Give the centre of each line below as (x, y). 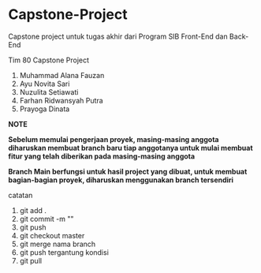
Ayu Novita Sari (45, 84)
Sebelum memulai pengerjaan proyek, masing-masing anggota (114, 139)
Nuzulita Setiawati (49, 92)
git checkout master (52, 235)
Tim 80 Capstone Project (48, 60)
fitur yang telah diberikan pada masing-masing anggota (102, 156)
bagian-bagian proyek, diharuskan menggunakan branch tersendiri (121, 180)
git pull (30, 260)
